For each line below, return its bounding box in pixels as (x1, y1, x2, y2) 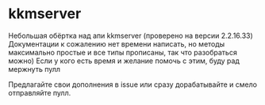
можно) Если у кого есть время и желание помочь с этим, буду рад (8, 56, 240, 66)
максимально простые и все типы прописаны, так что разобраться (8, 47, 238, 57)
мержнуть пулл (8, 64, 61, 73)
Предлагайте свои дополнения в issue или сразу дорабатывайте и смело (8, 80, 258, 89)
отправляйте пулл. (8, 88, 71, 97)
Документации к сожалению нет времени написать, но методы (8, 39, 225, 48)
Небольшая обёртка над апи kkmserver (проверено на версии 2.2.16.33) (8, 31, 254, 40)
